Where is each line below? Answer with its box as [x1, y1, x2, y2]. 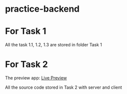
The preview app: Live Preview [5, 75, 67, 81]
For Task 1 [5, 26, 46, 37]
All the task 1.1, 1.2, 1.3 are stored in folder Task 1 [5, 42, 102, 48]
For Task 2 [5, 59, 48, 70]
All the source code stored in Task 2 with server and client [5, 84, 122, 91]
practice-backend [5, 3, 80, 15]
